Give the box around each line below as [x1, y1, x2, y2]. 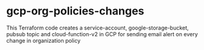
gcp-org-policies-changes [6, 4, 145, 18]
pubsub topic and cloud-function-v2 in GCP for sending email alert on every [6, 30, 199, 37]
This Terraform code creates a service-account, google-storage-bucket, [6, 24, 189, 31]
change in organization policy [6, 37, 81, 44]
